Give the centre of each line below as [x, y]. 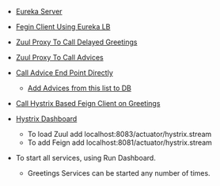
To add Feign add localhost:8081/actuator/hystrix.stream [119, 142]
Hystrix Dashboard [46, 119]
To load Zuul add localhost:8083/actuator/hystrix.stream [119, 134]
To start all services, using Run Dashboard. [85, 158]
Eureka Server [39, 11]
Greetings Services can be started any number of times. [119, 173]
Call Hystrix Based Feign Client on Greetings [88, 103]
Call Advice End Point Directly [64, 73]
